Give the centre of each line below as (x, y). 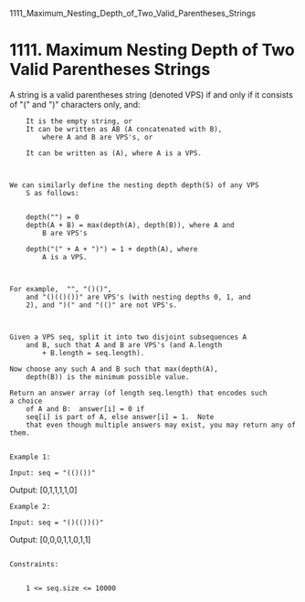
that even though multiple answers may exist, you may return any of (161, 425)
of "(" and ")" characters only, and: (75, 104)
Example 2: (30, 506)
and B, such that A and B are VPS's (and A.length (124, 345)
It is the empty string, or (79, 121)
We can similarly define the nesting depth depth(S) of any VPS (134, 185)
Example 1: (30, 457)
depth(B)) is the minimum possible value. (108, 377)
